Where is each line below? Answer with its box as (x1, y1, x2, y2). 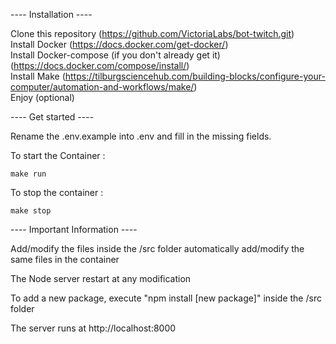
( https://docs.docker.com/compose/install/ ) (10, 60, 190, 71)
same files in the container (10, 254, 120, 265)
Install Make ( (10, 70, 66, 82)
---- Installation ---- (10, 9, 93, 20)
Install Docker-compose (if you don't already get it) (10, 49, 221, 61)
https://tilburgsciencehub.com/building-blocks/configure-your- (64, 70, 326, 82)
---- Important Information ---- (10, 224, 138, 235)
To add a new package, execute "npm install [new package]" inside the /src (10, 292, 322, 304)
